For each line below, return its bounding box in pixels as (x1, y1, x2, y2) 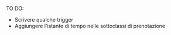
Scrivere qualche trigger (14, 16, 73, 23)
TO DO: (6, 5, 25, 12)
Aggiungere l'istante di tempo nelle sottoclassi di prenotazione (14, 23, 166, 29)
